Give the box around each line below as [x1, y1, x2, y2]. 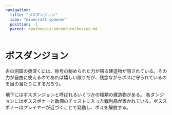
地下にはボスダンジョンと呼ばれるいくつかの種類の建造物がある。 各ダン [5, 91, 160, 98]
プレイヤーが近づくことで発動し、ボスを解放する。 [23, 104, 131, 110]
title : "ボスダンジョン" [10, 12, 58, 17]
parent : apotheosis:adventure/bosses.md [10, 27, 98, 32]
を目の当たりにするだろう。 [5, 81, 64, 87]
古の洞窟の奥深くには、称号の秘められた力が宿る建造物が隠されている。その [5, 68, 167, 74]
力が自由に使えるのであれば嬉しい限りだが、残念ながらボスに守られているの [5, 75, 167, 81]
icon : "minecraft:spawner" [10, 17, 68, 22]
